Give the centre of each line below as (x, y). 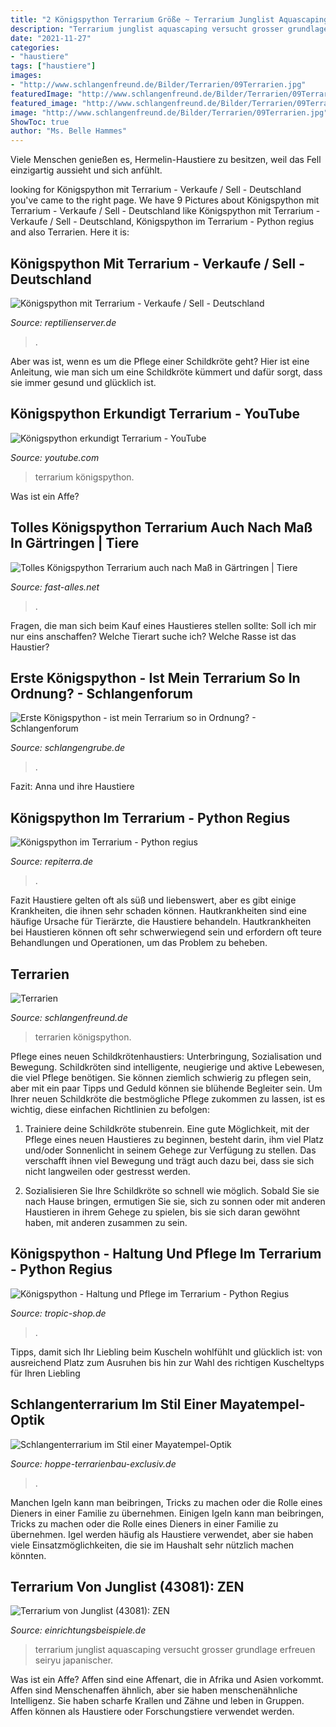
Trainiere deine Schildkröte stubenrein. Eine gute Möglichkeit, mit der (167, 1129)
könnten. (28, 1555)
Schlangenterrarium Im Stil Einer (114, 1404)
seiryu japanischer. (74, 1660)
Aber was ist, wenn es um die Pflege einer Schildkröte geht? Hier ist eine (160, 361)
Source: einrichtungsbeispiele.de (78, 1630)
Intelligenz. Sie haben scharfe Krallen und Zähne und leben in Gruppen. (157, 1701)
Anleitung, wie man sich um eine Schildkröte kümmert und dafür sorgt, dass (166, 372)
